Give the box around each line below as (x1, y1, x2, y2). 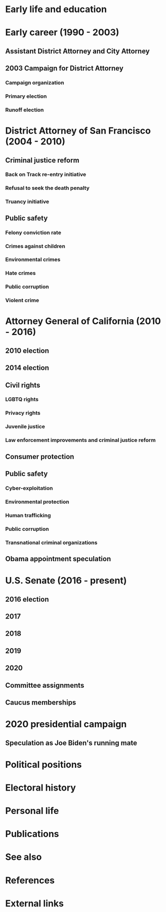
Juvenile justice (5, 423, 46, 430)
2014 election (5, 363, 50, 372)
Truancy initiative (5, 198, 50, 205)
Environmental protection (5, 498, 69, 505)
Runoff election (5, 106, 44, 113)
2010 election (5, 346, 49, 355)
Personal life (5, 805, 59, 817)
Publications (5, 828, 59, 840)
